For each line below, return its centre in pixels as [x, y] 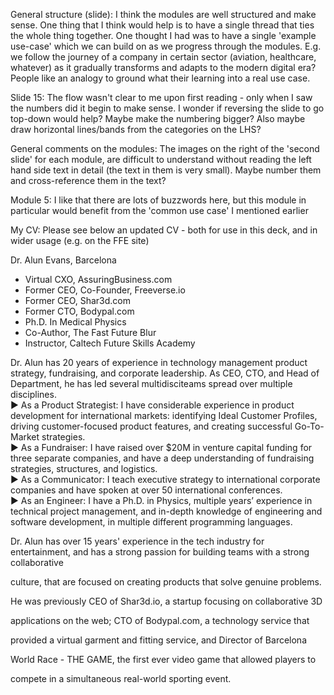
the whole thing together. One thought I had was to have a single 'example [163, 35]
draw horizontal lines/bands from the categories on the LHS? [136, 129]
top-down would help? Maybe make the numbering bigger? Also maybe [158, 118]
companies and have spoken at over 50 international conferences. [146, 490]
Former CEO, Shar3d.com [78, 300]
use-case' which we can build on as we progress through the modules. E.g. [166, 46]
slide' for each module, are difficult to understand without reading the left [161, 159]
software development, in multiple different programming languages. [151, 522]
